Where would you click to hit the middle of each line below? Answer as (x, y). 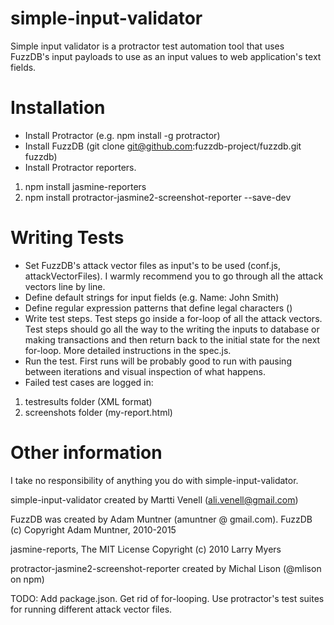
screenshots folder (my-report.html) (98, 412)
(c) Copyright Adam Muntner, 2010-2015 (93, 529)
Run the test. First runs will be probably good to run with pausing (158, 361)
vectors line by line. (65, 286)
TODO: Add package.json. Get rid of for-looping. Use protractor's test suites (167, 598)
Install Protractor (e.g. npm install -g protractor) (122, 135)
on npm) (27, 579)
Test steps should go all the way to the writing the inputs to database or (172, 329)
